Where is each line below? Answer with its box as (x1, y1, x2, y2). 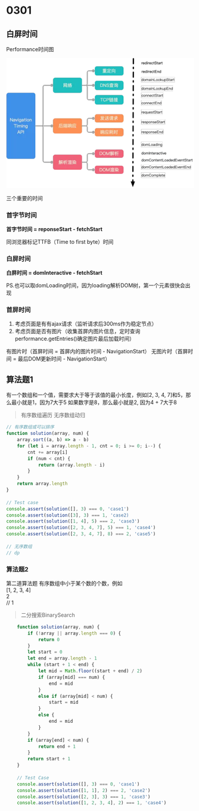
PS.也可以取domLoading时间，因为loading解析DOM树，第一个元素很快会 (6, 282, 186, 289)
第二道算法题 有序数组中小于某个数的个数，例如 (6, 579, 123, 587)
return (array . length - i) (38, 462, 105, 468)
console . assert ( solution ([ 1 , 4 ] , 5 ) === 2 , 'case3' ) (6, 518, 140, 524)
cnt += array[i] (27, 449, 68, 455)
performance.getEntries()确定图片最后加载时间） (14, 335, 135, 343)
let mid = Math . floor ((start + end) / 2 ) (38, 668, 143, 674)
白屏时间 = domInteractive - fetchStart (6, 269, 102, 276)
